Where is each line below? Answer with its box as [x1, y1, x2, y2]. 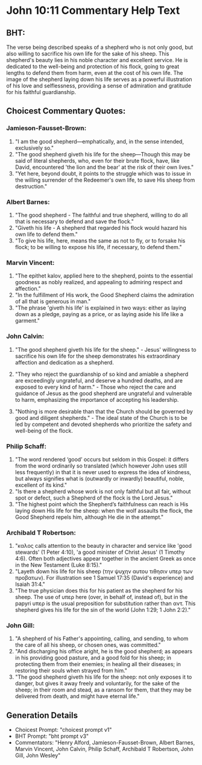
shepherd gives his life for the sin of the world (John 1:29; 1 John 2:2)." [14, 606, 191, 614]
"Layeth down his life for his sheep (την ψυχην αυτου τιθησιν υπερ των [14, 568, 193, 575]
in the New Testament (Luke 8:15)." [14, 562, 103, 569]
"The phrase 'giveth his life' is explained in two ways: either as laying [14, 304, 187, 311]
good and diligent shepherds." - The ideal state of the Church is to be [14, 414, 188, 421]
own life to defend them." [14, 230, 78, 238]
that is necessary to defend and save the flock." [14, 218, 134, 225]
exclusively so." [14, 144, 54, 151]
